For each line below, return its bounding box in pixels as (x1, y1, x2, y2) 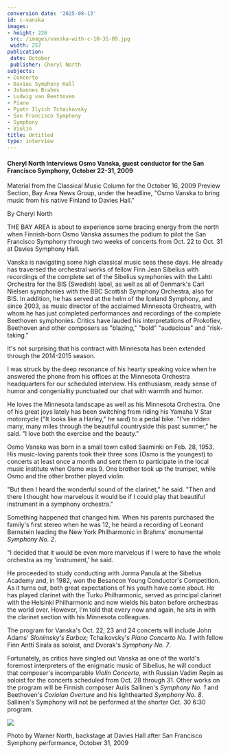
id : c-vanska (7, 16, 45, 23)
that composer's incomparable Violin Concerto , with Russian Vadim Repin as (7, 669, 224, 677)
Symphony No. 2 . (7, 535, 56, 544)
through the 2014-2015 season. (7, 352, 96, 360)
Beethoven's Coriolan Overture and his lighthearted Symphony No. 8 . (7, 691, 204, 699)
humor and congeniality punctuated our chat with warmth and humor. (7, 387, 204, 395)
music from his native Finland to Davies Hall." (7, 197, 135, 205)
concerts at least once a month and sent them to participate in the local (7, 458, 209, 466)
